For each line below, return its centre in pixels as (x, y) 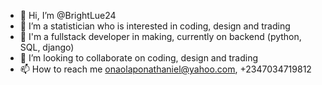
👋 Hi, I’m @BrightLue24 (68, 15)
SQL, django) (47, 47)
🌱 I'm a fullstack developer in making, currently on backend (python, (160, 36)
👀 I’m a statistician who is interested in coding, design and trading (155, 26)
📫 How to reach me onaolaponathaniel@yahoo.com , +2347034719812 (165, 69)
